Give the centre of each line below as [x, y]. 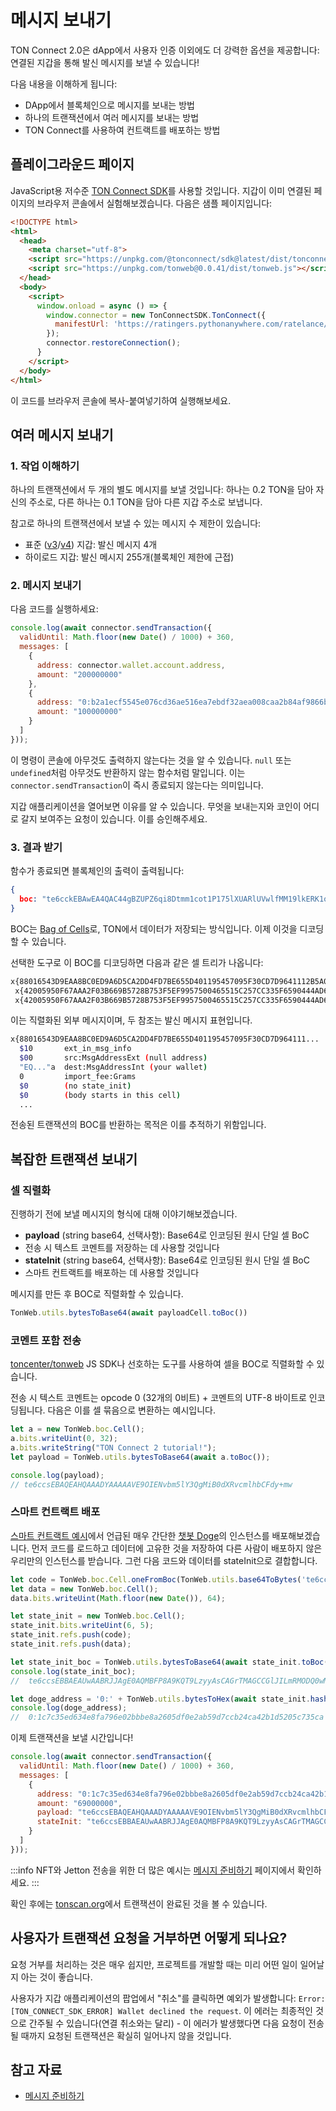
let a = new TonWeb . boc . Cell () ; [77, 1429]
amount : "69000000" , [79, 1803]
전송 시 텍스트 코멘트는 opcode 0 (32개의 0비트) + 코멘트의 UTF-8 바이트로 [158, 1398]
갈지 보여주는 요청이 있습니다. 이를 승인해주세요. [114, 818]
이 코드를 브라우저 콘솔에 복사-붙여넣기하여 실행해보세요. [121, 400]
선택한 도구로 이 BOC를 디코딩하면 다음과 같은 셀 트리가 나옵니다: [137, 962]
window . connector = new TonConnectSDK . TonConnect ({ [156, 315]
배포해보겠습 [296, 1535]
